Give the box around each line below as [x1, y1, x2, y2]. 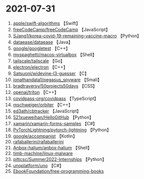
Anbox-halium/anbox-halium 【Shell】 [13, 144, 92, 150]
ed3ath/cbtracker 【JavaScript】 [13, 108, 82, 114]
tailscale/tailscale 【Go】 [13, 58, 65, 64]
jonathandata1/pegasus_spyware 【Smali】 [13, 76, 102, 83]
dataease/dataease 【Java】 [13, 39, 73, 45]
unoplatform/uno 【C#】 [13, 162, 64, 168]
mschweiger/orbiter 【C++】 [13, 101, 73, 108]
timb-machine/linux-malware [13, 150, 73, 156]
